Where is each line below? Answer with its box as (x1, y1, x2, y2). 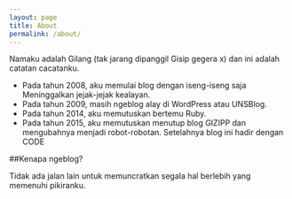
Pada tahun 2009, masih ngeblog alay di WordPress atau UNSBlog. (21, 99, 268, 110)
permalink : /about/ (9, 29, 82, 38)
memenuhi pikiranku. (9, 180, 86, 191)
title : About (9, 21, 58, 30)
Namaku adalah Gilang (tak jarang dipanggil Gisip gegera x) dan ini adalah (9, 54, 280, 65)
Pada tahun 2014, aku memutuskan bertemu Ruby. (21, 108, 207, 119)
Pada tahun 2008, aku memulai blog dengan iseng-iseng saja (21, 80, 247, 91)
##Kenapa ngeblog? (9, 154, 83, 165)
